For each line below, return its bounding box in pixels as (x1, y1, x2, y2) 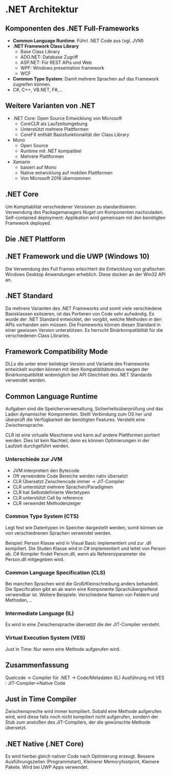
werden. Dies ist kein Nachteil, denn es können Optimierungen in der (5, 438, 150, 444)
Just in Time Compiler (5, 694, 77, 703)
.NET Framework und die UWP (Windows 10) (5, 252, 150, 261)
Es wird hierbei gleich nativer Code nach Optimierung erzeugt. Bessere (5, 753, 155, 760)
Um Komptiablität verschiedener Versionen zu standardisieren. (5, 204, 137, 210)
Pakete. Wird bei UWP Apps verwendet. (5, 764, 89, 770)
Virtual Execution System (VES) (5, 634, 86, 642)
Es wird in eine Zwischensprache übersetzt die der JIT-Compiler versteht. (5, 622, 161, 628)
